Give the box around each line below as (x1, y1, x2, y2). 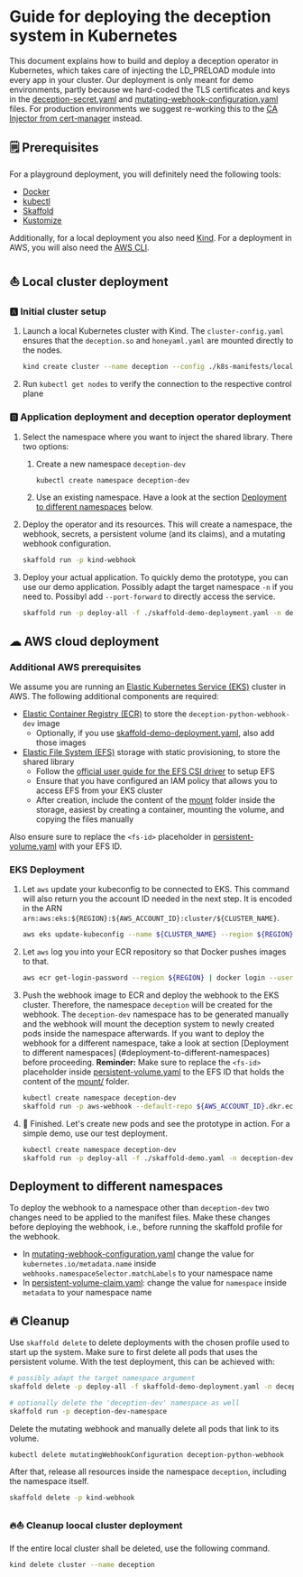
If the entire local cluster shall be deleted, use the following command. (9, 1543, 271, 1554)
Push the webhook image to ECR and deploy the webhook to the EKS (22, 990, 280, 1001)
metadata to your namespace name (22, 1287, 152, 1298)
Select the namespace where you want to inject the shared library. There (22, 431, 293, 442)
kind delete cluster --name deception (9, 1560, 155, 1569)
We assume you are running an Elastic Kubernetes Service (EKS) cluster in (9, 681, 287, 692)
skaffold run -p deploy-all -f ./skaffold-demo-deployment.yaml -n (22, 609, 282, 618)
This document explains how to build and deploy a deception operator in (9, 55, 279, 66)
